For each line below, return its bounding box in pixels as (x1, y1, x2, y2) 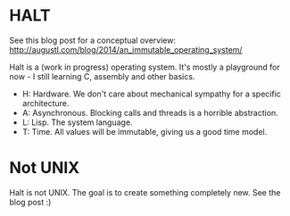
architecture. (21, 97, 70, 108)
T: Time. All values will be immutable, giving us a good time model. (21, 126, 268, 137)
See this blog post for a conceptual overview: (9, 35, 177, 46)
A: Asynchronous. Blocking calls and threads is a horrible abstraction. (21, 107, 278, 118)
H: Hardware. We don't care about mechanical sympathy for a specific (21, 88, 281, 99)
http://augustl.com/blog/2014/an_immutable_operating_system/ (9, 44, 243, 54)
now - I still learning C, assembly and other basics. (9, 71, 195, 81)
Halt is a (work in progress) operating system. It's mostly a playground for (9, 62, 280, 72)
